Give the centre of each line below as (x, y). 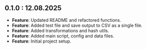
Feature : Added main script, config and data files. (63, 36)
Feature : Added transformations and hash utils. (60, 30)
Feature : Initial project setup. (42, 41)
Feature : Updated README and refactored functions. (67, 20)
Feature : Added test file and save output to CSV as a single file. (77, 25)
